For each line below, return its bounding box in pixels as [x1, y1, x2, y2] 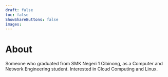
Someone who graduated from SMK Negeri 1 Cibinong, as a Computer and [5, 61, 163, 67]
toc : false [5, 12, 29, 17]
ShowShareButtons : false [5, 17, 59, 22]
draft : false [5, 7, 33, 13]
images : [5, 21, 22, 27]
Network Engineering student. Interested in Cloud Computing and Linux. [5, 66, 158, 72]
